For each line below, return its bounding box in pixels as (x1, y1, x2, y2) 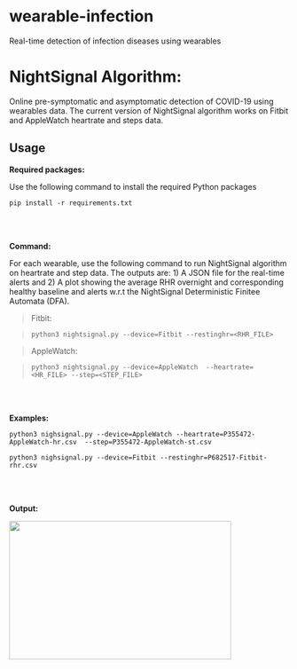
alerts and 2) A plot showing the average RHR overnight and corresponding (9, 277, 284, 287)
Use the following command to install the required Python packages (9, 181, 257, 192)
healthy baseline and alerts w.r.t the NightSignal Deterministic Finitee (9, 286, 261, 296)
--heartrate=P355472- (176, 429, 255, 438)
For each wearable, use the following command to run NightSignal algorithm (9, 257, 287, 268)
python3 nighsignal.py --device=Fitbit (9, 453, 157, 462)
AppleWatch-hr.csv (9, 437, 77, 446)
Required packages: (9, 164, 85, 175)
